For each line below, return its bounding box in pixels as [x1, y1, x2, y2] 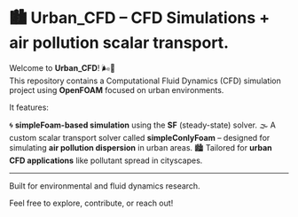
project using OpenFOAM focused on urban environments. [9, 84, 224, 95]
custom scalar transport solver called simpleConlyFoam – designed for [9, 132, 271, 143]
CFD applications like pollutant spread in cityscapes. [9, 155, 203, 166]
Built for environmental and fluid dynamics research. [9, 180, 201, 191]
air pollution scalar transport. [9, 33, 229, 53]
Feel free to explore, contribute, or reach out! [9, 198, 174, 208]
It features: [9, 102, 49, 112]
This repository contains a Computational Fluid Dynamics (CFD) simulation [9, 75, 282, 86]
